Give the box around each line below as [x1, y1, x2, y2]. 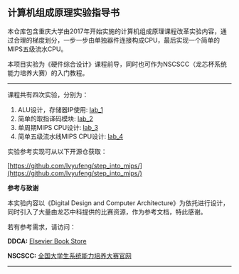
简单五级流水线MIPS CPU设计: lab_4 [17, 132, 124, 141]
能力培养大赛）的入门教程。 [7, 68, 89, 77]
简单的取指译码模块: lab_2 [17, 114, 94, 123]
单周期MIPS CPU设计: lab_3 [17, 123, 98, 131]
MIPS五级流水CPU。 [7, 45, 68, 53]
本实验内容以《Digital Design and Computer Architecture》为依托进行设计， [7, 198, 230, 207]
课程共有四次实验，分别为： [7, 90, 89, 99]
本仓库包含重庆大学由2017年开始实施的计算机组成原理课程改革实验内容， [7, 27, 221, 35]
